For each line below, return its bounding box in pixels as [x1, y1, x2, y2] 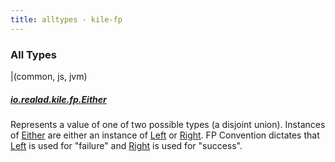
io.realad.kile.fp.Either [10, 93, 107, 105]
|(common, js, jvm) [10, 70, 88, 82]
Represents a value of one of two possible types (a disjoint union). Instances [10, 118, 326, 130]
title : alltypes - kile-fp [10, 14, 123, 25]
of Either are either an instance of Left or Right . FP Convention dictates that [10, 129, 320, 141]
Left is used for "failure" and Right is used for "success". [10, 139, 243, 151]
